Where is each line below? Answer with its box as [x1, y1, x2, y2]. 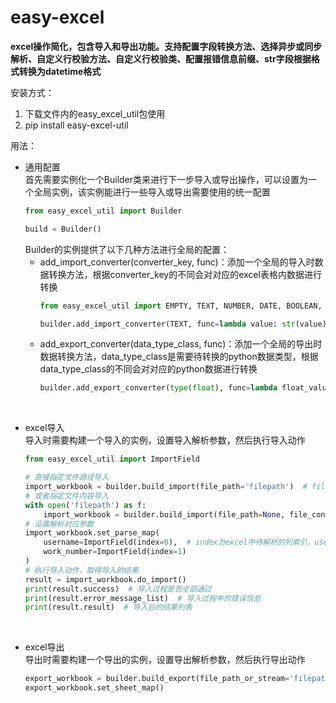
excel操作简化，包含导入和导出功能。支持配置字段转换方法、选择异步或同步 [10, 40, 323, 52]
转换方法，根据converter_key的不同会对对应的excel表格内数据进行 [48, 268, 322, 280]
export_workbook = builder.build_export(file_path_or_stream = [24, 674, 290, 684]
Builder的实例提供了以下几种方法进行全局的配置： [24, 243, 230, 255]
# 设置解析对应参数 [24, 519, 95, 529]
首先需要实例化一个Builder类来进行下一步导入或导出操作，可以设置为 [24, 173, 309, 185]
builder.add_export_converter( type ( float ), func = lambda [39, 383, 278, 393]
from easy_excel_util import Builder [24, 206, 183, 216]
